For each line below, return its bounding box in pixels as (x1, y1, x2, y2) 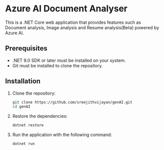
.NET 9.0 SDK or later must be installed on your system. (12, 57, 126, 63)
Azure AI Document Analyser (5, 3, 128, 14)
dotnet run (12, 142, 35, 147)
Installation (5, 77, 41, 86)
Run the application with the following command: (12, 132, 112, 138)
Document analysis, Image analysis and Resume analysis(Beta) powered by (5, 24, 160, 30)
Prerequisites (5, 44, 48, 52)
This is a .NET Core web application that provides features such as (5, 19, 141, 25)
